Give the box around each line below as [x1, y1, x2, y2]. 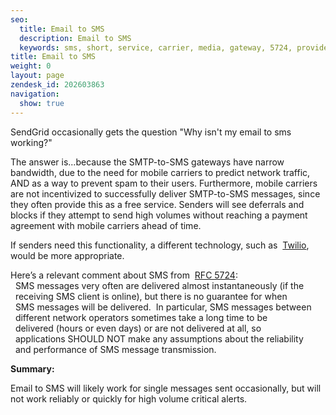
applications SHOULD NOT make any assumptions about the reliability [14, 332, 304, 345]
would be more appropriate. [10, 249, 125, 261]
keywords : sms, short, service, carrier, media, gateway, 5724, [19, 42, 293, 53]
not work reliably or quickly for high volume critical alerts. [10, 392, 248, 405]
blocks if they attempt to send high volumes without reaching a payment [10, 209, 308, 221]
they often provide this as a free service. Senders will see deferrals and [10, 198, 305, 210]
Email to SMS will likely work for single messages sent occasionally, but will [10, 382, 322, 394]
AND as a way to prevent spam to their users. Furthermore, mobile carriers [10, 177, 318, 189]
